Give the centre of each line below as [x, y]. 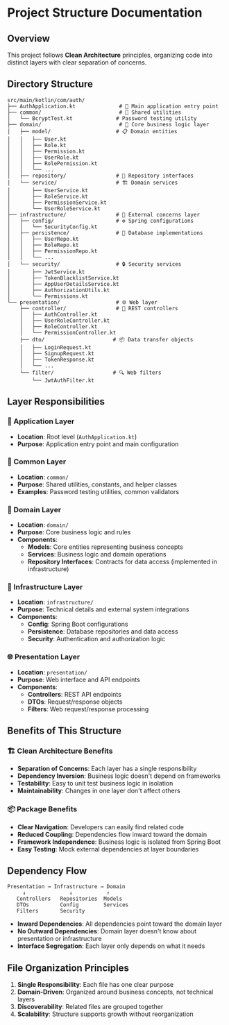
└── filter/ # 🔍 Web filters [91, 373]
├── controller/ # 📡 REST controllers [99, 308]
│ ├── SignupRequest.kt [57, 353]
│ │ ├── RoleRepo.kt [43, 245]
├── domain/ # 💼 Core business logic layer [108, 124]
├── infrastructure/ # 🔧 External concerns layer [103, 214]
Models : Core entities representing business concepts [105, 547]
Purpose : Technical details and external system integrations [103, 609]
